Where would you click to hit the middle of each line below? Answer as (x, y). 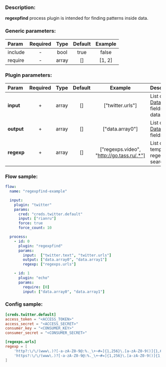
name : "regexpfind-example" (39, 191)
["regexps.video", (120, 149)
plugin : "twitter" (33, 205)
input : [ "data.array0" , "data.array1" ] (64, 292)
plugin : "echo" (34, 278)
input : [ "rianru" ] (37, 219)
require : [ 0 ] (36, 287)
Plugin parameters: (29, 75)
